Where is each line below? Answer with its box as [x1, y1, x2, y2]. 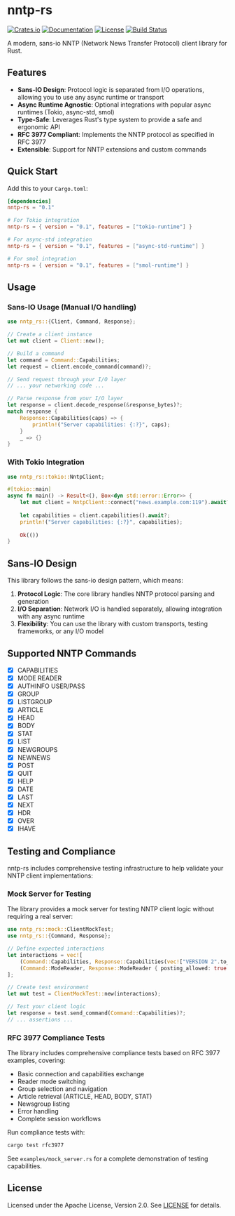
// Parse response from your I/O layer [7, 395, 124, 402]
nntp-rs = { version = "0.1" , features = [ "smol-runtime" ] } [7, 262, 190, 269]
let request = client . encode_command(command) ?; [7, 363, 152, 370]
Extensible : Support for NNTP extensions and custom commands [17, 145, 207, 153]
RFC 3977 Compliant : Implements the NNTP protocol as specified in [17, 130, 215, 138]
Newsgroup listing [17, 1099, 70, 1108]
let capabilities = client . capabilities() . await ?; [20, 512, 171, 519]
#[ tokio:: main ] [7, 486, 52, 493]
